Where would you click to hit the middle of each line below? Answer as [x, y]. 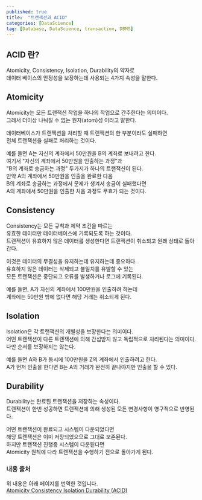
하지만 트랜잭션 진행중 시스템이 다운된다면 [55, 444]
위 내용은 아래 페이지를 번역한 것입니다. [52, 483]
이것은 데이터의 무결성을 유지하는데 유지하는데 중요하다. [71, 261]
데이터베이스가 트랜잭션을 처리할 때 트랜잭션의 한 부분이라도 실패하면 [87, 133]
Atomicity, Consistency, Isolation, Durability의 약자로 [71, 71]
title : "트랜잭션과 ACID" [37, 18]
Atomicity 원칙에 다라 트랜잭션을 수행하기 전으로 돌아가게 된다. [80, 452]
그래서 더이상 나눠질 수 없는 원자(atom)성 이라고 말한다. [71, 120]
